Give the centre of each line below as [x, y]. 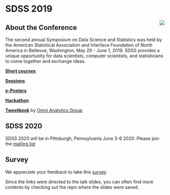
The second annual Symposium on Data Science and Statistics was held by [84, 40]
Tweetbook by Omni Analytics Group [44, 110]
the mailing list [20, 144]
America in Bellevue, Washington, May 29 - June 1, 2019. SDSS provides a [82, 50]
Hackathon [17, 100]
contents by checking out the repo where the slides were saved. [72, 187]
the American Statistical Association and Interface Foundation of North [79, 45]
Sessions [15, 81]
